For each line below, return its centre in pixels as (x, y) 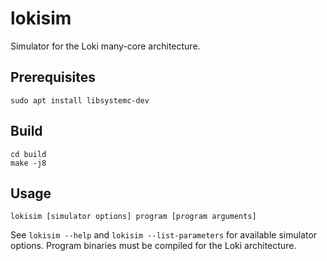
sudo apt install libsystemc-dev (80, 100)
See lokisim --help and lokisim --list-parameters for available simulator (164, 235)
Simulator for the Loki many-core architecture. (105, 46)
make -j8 (28, 163)
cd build (28, 154)
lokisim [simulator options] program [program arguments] (133, 217)
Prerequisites (53, 77)
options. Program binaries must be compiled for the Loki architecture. (153, 246)
